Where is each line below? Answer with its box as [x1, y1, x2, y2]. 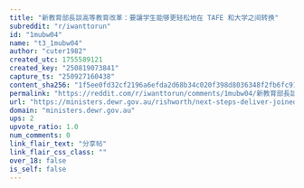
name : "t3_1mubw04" [9, 38, 83, 48]
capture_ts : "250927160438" [9, 72, 116, 81]
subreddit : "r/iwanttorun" [9, 22, 111, 31]
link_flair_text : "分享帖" [9, 139, 107, 148]
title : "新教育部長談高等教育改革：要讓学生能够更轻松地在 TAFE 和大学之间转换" [9, 13, 280, 23]
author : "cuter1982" [9, 47, 88, 56]
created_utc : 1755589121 [9, 55, 103, 64]
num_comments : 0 [9, 131, 71, 140]
